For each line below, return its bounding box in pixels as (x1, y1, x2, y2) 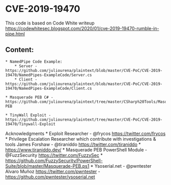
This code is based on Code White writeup (5, 20, 95, 26)
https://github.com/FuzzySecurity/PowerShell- (5, 157, 103, 164)
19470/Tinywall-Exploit (5, 121, 56, 126)
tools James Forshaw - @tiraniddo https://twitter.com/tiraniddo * (5, 141, 141, 147)
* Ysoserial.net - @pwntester (90, 163, 152, 169)
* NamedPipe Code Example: (5, 59, 63, 64)
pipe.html (5, 31, 25, 37)
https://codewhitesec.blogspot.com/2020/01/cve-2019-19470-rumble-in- (5, 25, 159, 31)
